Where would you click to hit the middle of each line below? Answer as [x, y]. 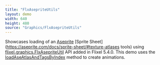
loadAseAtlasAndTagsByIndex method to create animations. [65, 57]
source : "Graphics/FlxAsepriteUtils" [43, 28]
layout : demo [18, 14]
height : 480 [17, 23]
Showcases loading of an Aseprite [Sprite [47, 42]
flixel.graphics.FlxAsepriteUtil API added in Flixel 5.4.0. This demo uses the [80, 52]
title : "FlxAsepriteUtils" [32, 10]
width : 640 [16, 19]
